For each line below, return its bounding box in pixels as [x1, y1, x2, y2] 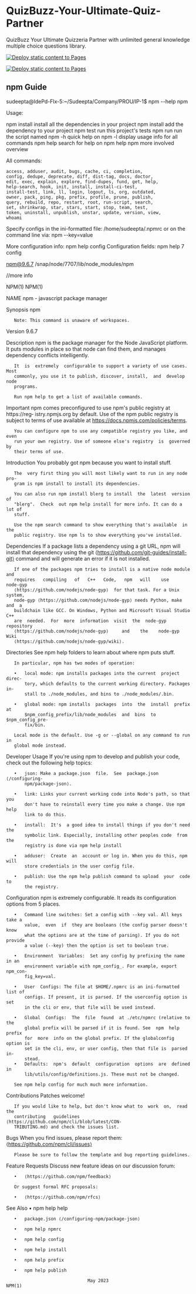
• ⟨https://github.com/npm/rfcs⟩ [13, 1194, 101, 1200]
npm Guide [6, 82, 47, 92]
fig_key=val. [24, 973, 57, 979]
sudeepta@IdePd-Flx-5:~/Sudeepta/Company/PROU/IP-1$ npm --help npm [6, 98, 188, 105]
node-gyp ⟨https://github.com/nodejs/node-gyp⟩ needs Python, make [13, 597, 183, 603]
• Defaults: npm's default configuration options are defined [13, 1061, 191, 1067]
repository [6, 623, 33, 629]
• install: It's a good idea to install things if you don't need [13, 822, 191, 828]
